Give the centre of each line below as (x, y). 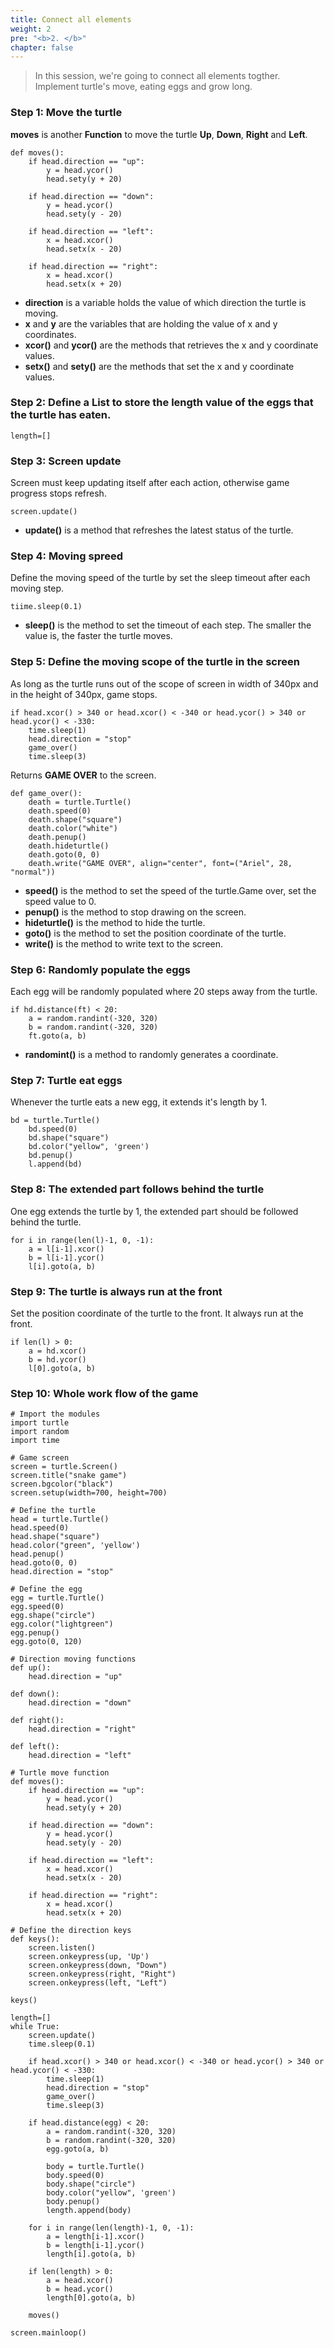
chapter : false (42, 47)
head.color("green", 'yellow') (75, 1546)
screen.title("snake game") (69, 1476)
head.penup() (37, 1554)
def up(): (31, 1668)
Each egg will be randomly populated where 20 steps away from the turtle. (164, 992)
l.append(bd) (55, 1164)
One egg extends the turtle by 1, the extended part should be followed (154, 1211)
